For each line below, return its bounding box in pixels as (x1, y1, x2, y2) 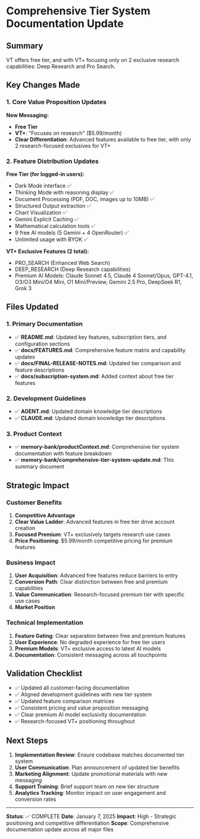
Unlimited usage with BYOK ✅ (14, 236, 88, 243)
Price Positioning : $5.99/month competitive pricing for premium (14, 537, 173, 544)
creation (14, 524, 36, 532)
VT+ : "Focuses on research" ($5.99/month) (14, 129, 122, 137)
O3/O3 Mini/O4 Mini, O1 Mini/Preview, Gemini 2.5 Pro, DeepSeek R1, (14, 278, 182, 285)
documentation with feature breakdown (14, 450, 112, 457)
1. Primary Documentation (6, 320, 83, 328)
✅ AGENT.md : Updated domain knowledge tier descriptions (14, 408, 162, 415)
